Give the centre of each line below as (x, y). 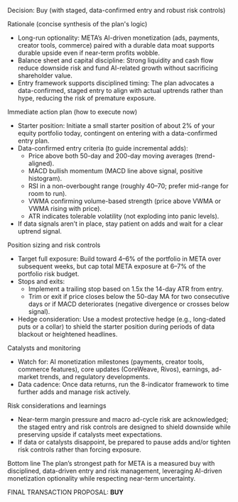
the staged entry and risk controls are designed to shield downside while (124, 427)
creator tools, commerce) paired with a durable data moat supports (116, 45)
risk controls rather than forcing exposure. (80, 449)
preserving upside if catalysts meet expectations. (90, 435)
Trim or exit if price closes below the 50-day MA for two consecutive (129, 296)
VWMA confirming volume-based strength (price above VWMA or (125, 201)
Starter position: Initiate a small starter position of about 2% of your (116, 126)
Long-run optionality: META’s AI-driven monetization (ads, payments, (119, 38)
